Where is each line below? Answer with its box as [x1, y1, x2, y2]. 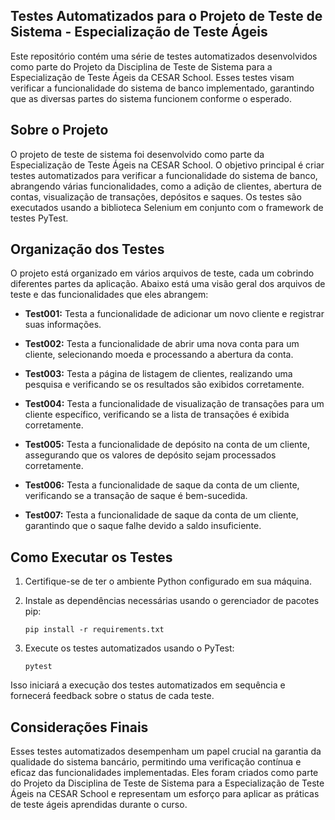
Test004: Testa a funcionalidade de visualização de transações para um [24, 398, 325, 410]
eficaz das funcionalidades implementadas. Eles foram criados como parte [10, 767, 319, 779]
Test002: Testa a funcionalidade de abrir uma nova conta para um [24, 338, 300, 350]
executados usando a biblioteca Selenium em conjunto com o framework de [10, 201, 324, 213]
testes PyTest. [10, 212, 69, 224]
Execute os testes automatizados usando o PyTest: [24, 642, 235, 654]
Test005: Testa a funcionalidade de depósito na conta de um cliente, [24, 439, 310, 451]
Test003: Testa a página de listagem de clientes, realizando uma [24, 368, 293, 380]
